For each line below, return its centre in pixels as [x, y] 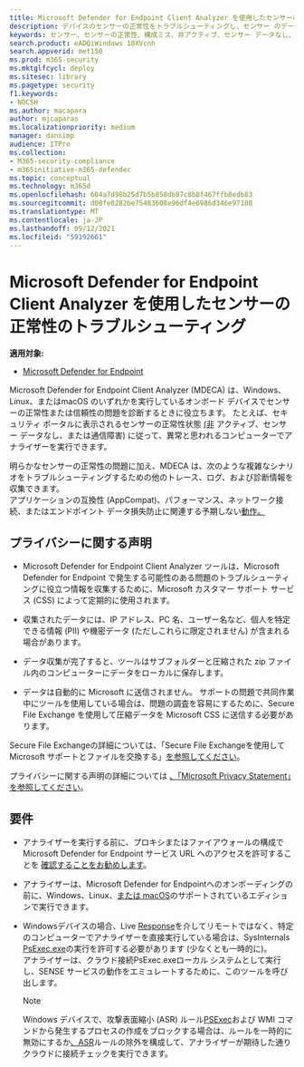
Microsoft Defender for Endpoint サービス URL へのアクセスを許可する [153, 853]
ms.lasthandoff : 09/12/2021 [62, 228]
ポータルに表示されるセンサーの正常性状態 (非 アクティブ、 [153, 424]
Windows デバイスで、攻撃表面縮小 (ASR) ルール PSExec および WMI [149, 1019]
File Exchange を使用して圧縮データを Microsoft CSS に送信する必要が [154, 715]
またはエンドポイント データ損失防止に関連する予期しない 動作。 [145, 511]
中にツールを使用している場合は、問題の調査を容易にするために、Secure [158, 703]
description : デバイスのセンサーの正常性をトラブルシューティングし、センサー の [145, 26]
